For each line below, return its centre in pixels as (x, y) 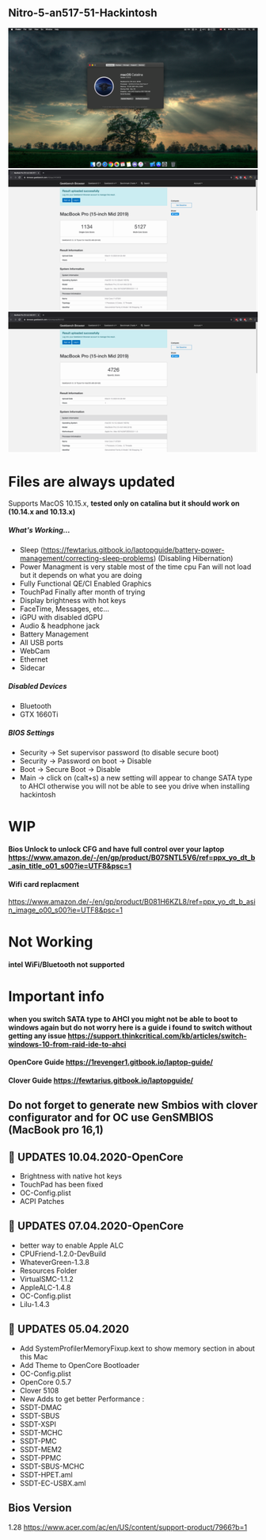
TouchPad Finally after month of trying (82, 592)
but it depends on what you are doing (81, 575)
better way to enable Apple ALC (72, 1245)
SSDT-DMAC (41, 1407)
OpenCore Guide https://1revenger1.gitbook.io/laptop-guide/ (111, 1062)
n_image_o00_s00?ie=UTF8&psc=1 (65, 910)
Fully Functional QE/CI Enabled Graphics (85, 584)
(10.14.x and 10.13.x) (42, 512)
